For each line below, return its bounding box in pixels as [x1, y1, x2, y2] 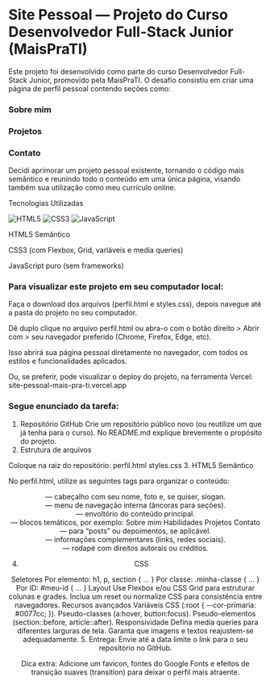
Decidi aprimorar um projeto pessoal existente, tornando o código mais [8, 165, 244, 175]
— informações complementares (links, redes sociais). [44, 534, 226, 544]
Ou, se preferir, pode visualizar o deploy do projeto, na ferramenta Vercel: [8, 372, 254, 382]
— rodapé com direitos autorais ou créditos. [62, 543, 209, 553]
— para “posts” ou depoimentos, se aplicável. [59, 526, 212, 536]
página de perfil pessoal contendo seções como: [8, 83, 171, 94]
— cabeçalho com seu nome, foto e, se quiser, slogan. [45, 491, 226, 501]
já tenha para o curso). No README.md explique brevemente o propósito [19, 428, 263, 437]
